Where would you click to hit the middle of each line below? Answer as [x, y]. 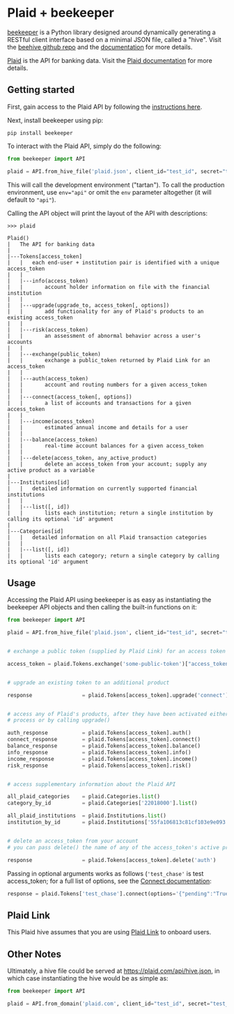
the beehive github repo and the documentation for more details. [100, 47]
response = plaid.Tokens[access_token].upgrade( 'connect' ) [118, 695]
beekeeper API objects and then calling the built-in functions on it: [102, 607]
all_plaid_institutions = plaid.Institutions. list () [87, 816]
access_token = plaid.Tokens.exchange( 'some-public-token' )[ [98, 664]
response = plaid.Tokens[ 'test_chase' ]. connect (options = [92, 894]
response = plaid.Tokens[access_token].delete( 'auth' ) [112, 860]
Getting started [41, 90]
